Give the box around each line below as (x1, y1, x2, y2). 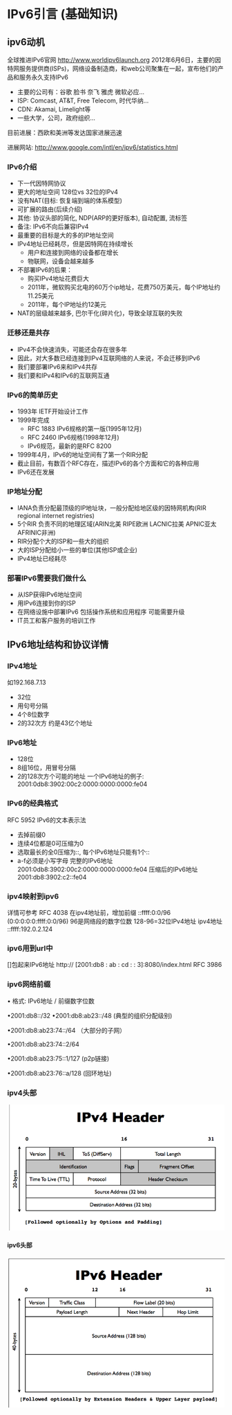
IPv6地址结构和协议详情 (7, 639, 109, 650)
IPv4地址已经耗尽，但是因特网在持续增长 (17, 240, 133, 248)
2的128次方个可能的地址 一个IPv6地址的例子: (17, 772, 144, 781)
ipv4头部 (7, 1088, 37, 1098)
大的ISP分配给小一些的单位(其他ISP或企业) (17, 546, 138, 554)
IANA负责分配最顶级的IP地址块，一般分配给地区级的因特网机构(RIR (17, 504, 207, 513)
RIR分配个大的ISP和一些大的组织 (17, 537, 109, 546)
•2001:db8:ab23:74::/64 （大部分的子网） (7, 1026, 126, 1034)
